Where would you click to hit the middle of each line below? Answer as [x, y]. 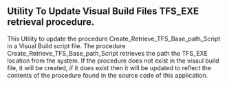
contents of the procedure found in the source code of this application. [108, 75]
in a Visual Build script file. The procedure [66, 46]
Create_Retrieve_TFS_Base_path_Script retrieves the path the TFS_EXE [108, 53]
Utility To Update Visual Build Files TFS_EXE [103, 11]
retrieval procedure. [51, 22]
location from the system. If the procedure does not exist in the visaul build [113, 61]
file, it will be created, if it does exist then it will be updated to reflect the [109, 67]
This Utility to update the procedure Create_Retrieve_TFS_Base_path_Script [114, 39]
